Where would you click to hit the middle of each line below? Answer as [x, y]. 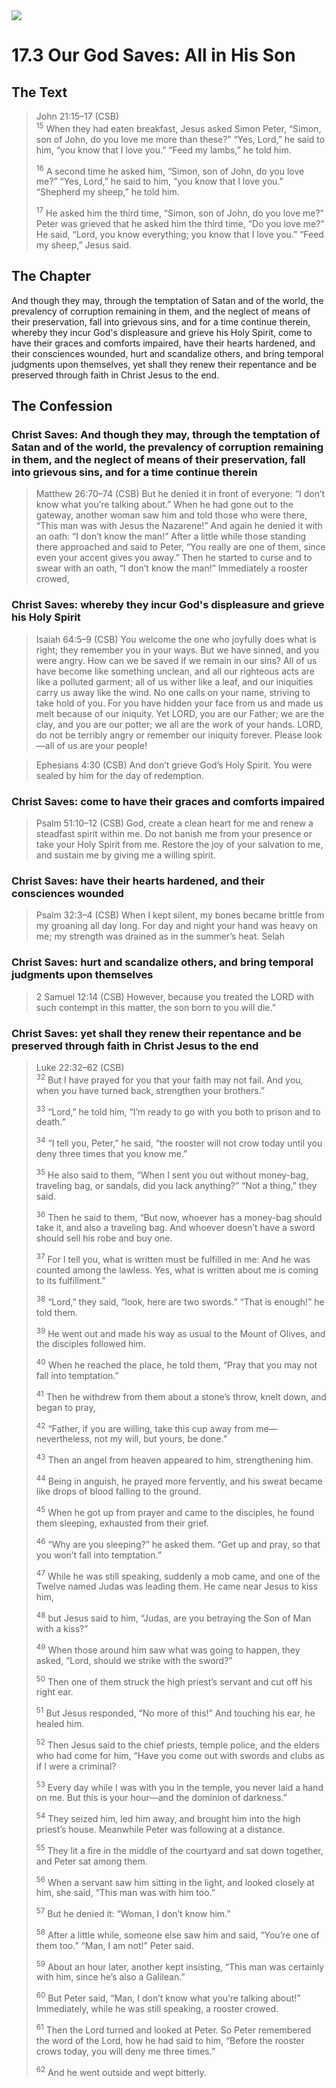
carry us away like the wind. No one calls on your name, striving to [173, 692]
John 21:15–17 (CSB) [77, 116]
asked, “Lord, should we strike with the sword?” [134, 1660]
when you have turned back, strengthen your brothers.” [150, 1090]
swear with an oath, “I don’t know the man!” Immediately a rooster [171, 568]
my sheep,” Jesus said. [83, 245]
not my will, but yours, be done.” [161, 1439]
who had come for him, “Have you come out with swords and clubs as [180, 1755]
